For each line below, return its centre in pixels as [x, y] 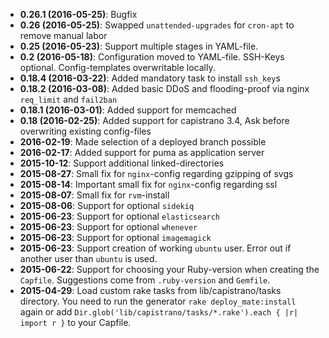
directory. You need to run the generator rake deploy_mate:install [158, 301]
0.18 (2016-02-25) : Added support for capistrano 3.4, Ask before [154, 120]
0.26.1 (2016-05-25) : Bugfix [78, 14]
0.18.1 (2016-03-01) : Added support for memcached [128, 110]
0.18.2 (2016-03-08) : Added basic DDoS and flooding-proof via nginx [164, 88]
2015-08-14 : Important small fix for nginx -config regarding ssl [148, 184]
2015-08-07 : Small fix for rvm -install [94, 195]
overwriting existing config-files [85, 131]
